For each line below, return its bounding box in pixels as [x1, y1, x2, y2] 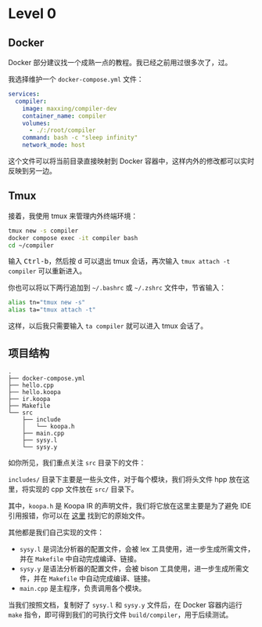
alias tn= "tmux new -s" [8, 299, 86, 307]
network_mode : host [22, 141, 86, 149]
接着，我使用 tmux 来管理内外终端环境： [8, 211, 138, 221]
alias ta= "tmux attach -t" [8, 306, 96, 314]
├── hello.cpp [8, 381, 55, 389]
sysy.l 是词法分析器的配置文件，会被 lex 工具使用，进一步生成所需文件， [19, 545, 255, 553]
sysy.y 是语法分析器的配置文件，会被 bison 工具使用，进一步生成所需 [19, 564, 242, 573]
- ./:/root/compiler [28, 126, 96, 134]
